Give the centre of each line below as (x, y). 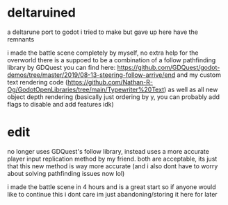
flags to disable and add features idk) (61, 104)
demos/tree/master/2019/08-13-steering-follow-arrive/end (91, 75)
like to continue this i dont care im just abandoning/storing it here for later (112, 194)
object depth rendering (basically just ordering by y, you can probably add (114, 97)
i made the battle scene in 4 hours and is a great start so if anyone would (112, 187)
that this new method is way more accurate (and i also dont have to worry (113, 166)
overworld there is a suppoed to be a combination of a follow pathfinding (112, 60)
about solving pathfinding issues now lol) (66, 173)
